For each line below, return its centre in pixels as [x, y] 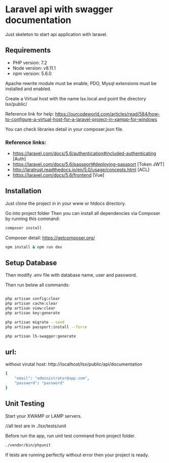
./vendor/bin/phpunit [28, 445]
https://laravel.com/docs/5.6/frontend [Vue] [58, 175]
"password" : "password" [40, 383]
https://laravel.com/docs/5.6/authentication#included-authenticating [84, 153]
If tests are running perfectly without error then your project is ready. [77, 455]
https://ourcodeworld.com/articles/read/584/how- [108, 114]
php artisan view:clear [30, 308]
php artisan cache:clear [31, 304]
